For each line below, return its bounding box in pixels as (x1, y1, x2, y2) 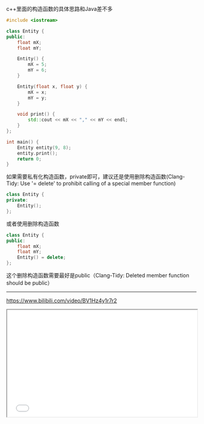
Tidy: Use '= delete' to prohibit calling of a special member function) (6, 180, 176, 187)
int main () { (6, 139, 39, 145)
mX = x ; (28, 89, 47, 95)
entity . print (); (17, 150, 59, 156)
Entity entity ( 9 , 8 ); (17, 144, 71, 151)
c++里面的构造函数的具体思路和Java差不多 (6, 5, 113, 12)
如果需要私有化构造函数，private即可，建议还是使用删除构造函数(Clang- (6, 173, 185, 180)
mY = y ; (28, 95, 47, 101)
